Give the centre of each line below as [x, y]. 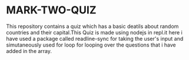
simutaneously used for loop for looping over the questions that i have [91, 45]
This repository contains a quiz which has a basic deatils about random [92, 26]
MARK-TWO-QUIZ [51, 10]
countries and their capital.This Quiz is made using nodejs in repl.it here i [94, 32]
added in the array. [29, 51]
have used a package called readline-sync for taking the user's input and [95, 38]
